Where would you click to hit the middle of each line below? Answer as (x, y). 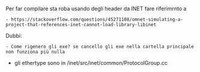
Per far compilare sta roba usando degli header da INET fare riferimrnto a (96, 9)
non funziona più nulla (35, 52)
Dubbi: (14, 36)
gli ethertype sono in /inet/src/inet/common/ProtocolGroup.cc (91, 63)
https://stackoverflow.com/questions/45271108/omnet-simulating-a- (97, 20)
